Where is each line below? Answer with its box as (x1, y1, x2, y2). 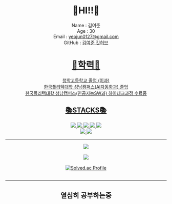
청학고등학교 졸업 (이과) (62, 77, 110, 84)
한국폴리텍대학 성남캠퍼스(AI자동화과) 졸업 (44, 84, 128, 90)
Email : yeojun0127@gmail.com (53, 33, 119, 39)
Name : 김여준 (71, 22, 101, 28)
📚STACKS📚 (65, 106, 107, 115)
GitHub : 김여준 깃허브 (63, 39, 109, 46)
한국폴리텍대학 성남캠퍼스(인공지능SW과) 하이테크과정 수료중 (25, 90, 147, 96)
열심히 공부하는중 (60, 191, 112, 200)
